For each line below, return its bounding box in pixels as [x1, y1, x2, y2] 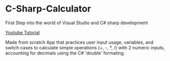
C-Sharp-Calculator [5, 3, 92, 15]
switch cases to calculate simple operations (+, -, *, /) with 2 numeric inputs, [5, 44, 165, 50]
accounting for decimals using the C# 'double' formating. [5, 50, 125, 56]
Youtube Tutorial [5, 29, 40, 35]
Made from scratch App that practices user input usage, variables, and [5, 39, 154, 45]
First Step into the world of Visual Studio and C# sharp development [5, 20, 148, 26]
